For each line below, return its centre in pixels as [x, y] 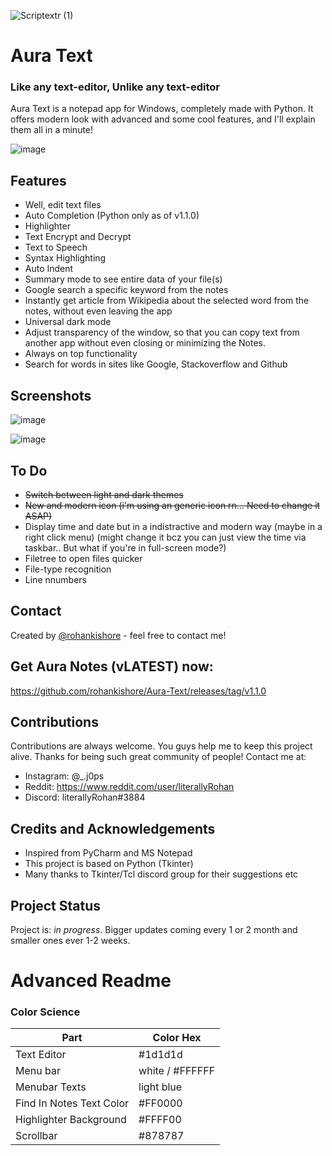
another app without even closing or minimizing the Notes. [145, 343]
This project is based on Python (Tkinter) [109, 864]
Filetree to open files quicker [83, 558]
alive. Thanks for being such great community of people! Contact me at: [158, 757]
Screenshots [51, 395]
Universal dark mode [68, 322]
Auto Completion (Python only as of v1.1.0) [112, 216]
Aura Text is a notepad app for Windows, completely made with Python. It [162, 109]
